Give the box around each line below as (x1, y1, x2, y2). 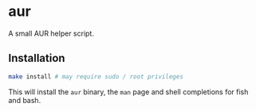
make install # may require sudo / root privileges (8, 72, 183, 81)
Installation (8, 52, 65, 65)
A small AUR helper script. (8, 29, 94, 38)
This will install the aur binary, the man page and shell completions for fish (8, 86, 249, 97)
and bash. (8, 95, 41, 105)
